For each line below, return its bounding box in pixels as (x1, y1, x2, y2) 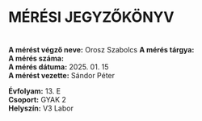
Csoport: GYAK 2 (8, 95, 67, 105)
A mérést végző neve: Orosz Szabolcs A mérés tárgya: (8, 45, 195, 55)
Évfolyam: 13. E (8, 86, 61, 96)
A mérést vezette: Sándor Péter (8, 71, 116, 81)
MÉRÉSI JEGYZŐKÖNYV (8, 8, 175, 27)
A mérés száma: (8, 53, 65, 64)
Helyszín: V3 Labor (8, 103, 74, 113)
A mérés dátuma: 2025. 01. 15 (8, 62, 109, 72)
